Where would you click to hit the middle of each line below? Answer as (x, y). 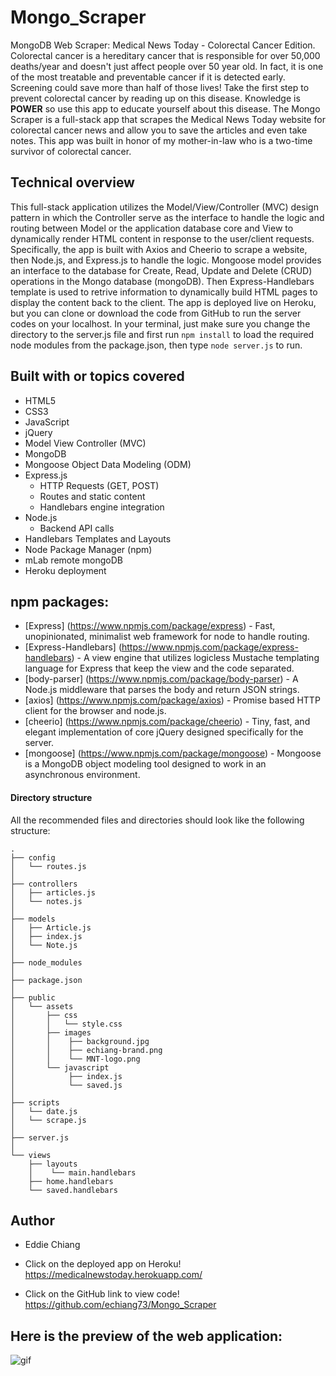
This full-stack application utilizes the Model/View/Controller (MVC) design (164, 207)
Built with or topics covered (97, 376)
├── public (33, 997)
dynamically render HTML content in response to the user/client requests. (162, 238)
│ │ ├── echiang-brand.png (86, 1050)
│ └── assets (42, 1006)
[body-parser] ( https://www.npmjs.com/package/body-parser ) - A (161, 679)
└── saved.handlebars (73, 1190)
